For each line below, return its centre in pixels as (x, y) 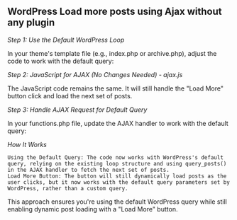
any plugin (31, 23)
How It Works (27, 144)
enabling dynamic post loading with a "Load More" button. (93, 209)
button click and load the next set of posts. (70, 95)
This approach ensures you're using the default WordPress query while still (117, 202)
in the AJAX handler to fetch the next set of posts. (89, 170)
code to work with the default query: (61, 61)
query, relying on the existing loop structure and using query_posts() (117, 163)
